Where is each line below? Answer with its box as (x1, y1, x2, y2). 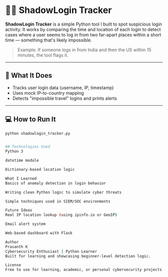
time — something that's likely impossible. (5, 37, 92, 43)
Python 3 (5, 149, 23, 154)
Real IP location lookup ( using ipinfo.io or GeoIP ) (5, 212, 117, 217)
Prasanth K (5, 244, 28, 249)
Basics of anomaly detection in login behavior (5, 180, 106, 186)
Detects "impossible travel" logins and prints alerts (12, 95, 117, 101)
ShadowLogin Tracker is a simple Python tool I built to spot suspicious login (5, 21, 162, 27)
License (5, 262, 21, 267)
